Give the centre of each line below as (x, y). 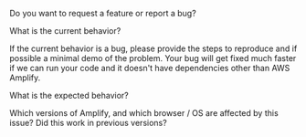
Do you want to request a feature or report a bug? (103, 13)
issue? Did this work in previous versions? (88, 123)
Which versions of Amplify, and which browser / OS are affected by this (144, 113)
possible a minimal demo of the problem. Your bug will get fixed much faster (153, 58)
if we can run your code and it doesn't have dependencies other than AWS (150, 68)
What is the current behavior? (65, 31)
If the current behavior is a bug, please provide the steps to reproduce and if (153, 48)
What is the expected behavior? (69, 95)
